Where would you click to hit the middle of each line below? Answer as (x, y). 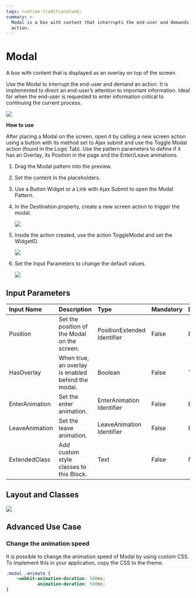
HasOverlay (25, 373)
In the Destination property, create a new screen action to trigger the (97, 207)
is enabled (73, 373)
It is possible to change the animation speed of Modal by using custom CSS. (98, 556)
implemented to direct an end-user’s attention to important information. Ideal (98, 91)
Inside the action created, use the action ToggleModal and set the (93, 235)
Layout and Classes (43, 495)
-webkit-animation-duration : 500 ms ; (61, 579)
